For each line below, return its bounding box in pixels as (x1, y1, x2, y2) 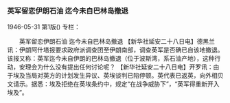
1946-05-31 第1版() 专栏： (7, 23, 81, 31)
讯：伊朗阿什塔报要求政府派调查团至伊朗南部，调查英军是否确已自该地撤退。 (7, 46, 224, 54)
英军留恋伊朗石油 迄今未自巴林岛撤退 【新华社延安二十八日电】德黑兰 (19, 38, 215, 46)
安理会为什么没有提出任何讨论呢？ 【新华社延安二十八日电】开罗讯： (19, 63, 214, 71)
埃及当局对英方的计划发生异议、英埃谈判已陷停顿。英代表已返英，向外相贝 (12, 72, 224, 80)
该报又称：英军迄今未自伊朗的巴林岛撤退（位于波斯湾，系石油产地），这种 (7, 55, 215, 63)
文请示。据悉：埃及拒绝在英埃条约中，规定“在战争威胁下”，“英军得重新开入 (7, 80, 220, 88)
